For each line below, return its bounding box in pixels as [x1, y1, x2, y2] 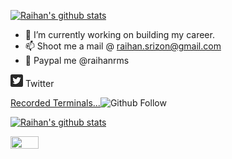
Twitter [24, 78, 55, 89]
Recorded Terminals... [10, 97, 101, 109]
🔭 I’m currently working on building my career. [24, 29, 215, 40]
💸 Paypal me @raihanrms [24, 55, 130, 66]
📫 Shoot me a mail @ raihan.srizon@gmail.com [24, 40, 222, 52]
